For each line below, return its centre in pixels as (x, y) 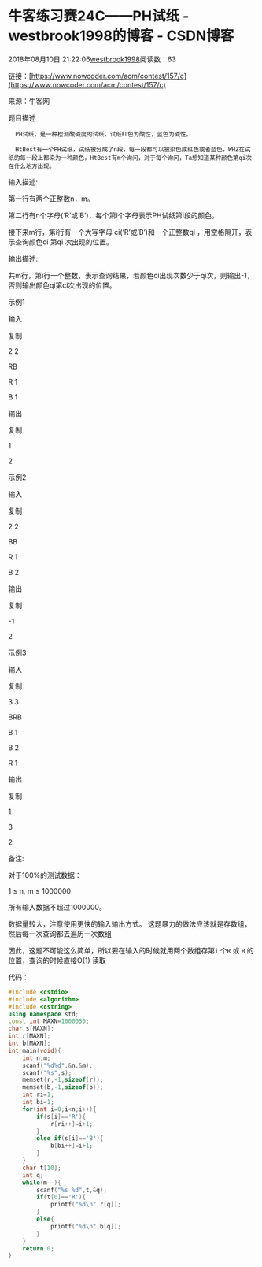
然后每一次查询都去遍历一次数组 (60, 934)
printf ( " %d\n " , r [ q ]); (86, 1205)
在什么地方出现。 (32, 166)
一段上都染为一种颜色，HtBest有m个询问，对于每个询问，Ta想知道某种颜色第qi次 (138, 158)
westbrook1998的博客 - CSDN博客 (121, 36)
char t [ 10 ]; (42, 1168)
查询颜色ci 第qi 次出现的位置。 (64, 242)
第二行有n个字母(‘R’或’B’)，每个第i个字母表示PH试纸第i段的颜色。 (113, 215)
